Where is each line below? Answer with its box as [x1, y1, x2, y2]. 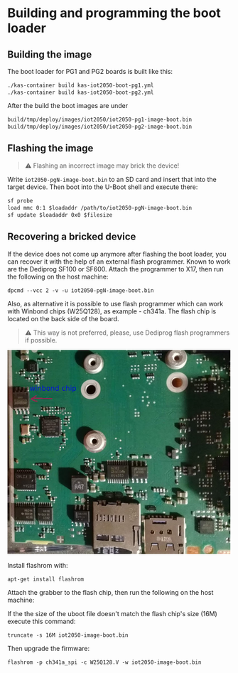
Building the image [7, 48, 92, 60]
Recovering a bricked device [7, 231, 136, 243]
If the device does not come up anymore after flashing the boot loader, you [7, 249, 227, 258]
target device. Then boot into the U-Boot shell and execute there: [7, 183, 198, 191]
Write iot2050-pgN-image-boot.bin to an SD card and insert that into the [7, 175, 217, 183]
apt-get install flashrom [7, 576, 84, 583]
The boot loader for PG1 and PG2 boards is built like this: [7, 68, 173, 75]
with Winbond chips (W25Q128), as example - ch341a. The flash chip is [7, 307, 217, 316]
